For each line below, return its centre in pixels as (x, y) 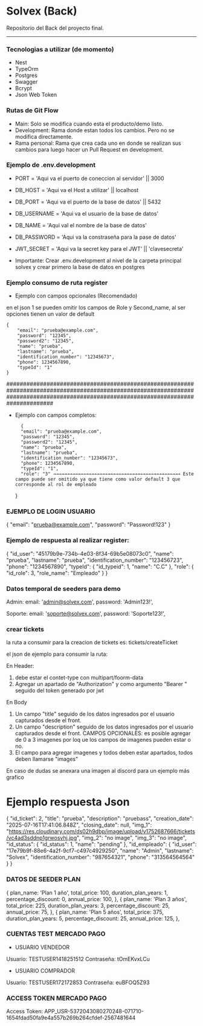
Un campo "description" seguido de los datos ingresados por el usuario (104, 727)
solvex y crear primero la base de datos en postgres (80, 267)
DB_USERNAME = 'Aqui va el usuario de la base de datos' (87, 213)
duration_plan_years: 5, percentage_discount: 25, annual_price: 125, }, (93, 918)
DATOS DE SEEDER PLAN (43, 879)
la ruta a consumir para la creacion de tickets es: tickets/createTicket (92, 642)
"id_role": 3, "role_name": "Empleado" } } (57, 573)
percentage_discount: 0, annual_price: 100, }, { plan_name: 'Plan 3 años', (97, 899)
